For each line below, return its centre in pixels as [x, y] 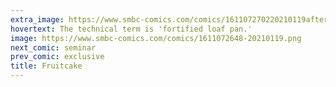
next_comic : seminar [53, 47]
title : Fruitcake [46, 66]
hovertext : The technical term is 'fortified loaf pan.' [131, 29]
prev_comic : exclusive [57, 57]
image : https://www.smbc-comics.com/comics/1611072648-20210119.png [156, 38]
